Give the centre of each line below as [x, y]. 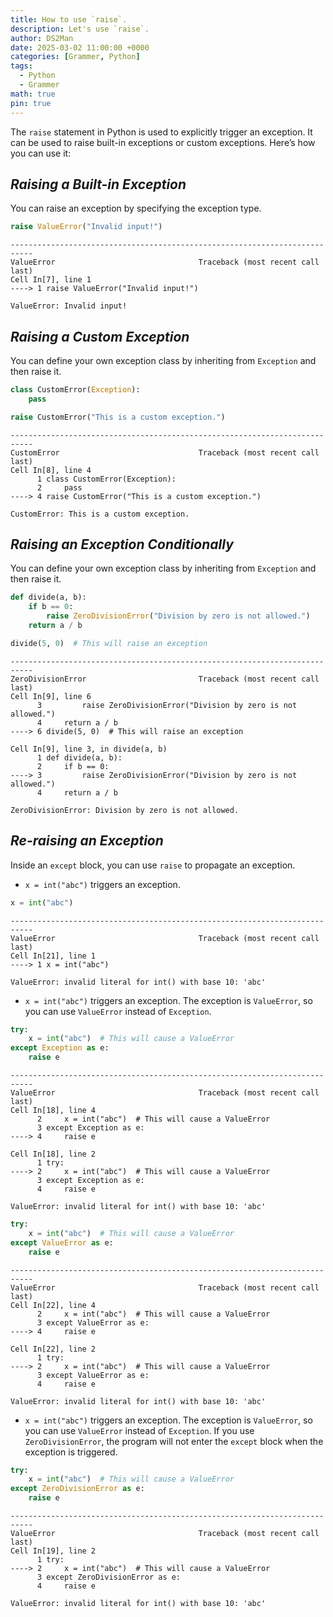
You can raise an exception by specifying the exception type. [136, 208]
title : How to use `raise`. [69, 19]
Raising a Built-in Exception [98, 184]
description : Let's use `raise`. [80, 29]
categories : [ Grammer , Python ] [75, 57]
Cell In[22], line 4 [53, 1305]
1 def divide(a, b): [79, 757]
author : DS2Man [42, 38]
